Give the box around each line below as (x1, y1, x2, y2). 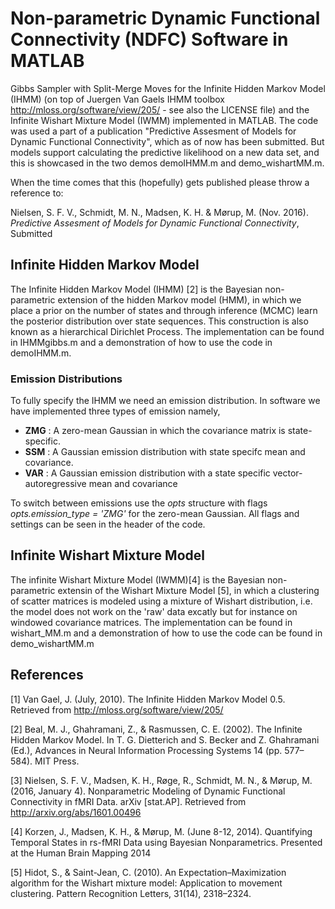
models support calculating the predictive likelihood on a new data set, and (10, 146, 320, 158)
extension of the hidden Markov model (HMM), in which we (57, 293, 302, 306)
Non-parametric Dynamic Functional (10, 7, 321, 30)
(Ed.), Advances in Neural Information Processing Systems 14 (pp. (10, 744, 283, 756)
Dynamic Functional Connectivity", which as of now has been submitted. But (10, 135, 325, 147)
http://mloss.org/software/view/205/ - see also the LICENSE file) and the (10, 103, 310, 116)
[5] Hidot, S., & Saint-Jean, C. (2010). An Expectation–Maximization (10, 866, 287, 878)
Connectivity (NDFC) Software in (10, 28, 289, 51)
